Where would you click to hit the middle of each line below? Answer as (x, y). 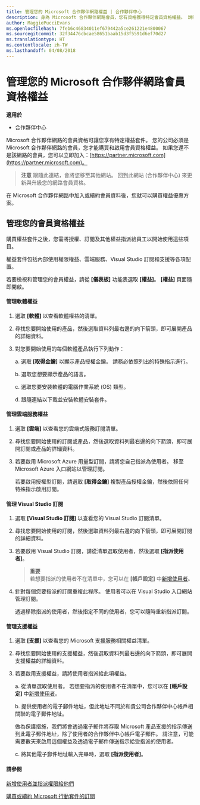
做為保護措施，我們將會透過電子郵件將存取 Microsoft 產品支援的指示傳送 (104, 727)
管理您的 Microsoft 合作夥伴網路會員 (96, 82)
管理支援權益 (22, 626)
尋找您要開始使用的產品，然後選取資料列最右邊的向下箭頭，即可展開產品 (103, 328)
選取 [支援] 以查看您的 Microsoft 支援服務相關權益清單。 (84, 641)
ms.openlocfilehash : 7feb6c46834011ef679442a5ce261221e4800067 (86, 28)
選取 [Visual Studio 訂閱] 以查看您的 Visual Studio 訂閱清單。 (90, 518)
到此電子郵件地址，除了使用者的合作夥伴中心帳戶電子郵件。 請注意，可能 (104, 734)
